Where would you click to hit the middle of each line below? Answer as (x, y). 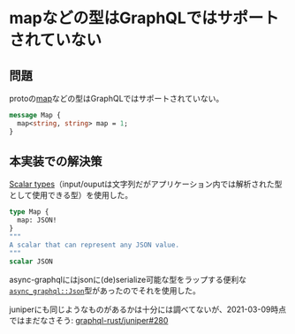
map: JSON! (37, 220)
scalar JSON (31, 262)
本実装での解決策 (56, 161)
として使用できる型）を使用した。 (71, 195)
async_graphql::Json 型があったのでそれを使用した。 (105, 290)
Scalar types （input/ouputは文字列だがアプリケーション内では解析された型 (146, 184)
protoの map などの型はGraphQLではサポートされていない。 (117, 99)
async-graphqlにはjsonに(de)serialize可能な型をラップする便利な (128, 279)
